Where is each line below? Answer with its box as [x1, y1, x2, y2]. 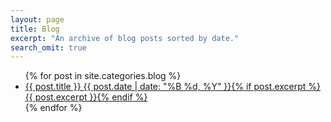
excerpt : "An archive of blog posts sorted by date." [10, 33, 240, 43]
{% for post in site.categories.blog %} [24, 70, 182, 82]
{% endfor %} [24, 102, 83, 114]
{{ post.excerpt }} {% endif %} [24, 91, 148, 103]
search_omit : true [10, 42, 87, 53]
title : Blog [10, 24, 60, 34]
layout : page [10, 14, 65, 25]
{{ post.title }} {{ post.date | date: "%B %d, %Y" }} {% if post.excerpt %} [24, 81, 322, 93]
